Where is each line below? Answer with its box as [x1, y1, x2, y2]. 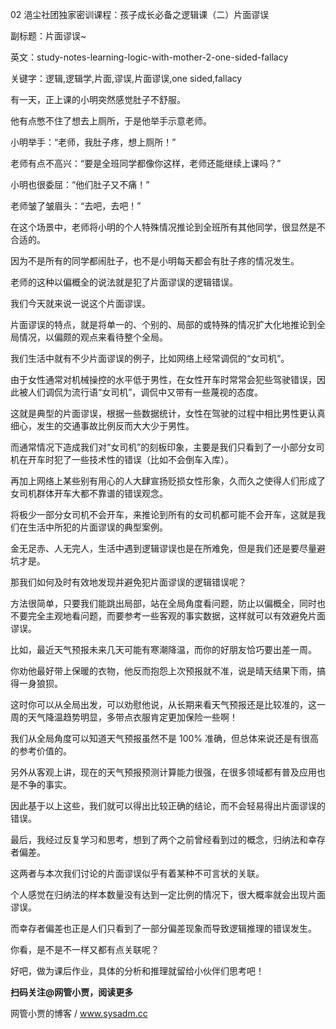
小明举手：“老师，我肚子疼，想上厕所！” [10, 136, 177, 148]
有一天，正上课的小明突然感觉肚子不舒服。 [10, 94, 186, 105]
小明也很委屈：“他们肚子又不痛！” [10, 179, 150, 190]
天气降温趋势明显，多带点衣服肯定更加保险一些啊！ [27, 711, 238, 723]
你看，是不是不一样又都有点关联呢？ [10, 944, 160, 955]
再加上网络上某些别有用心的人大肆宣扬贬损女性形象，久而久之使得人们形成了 [10, 475, 326, 487]
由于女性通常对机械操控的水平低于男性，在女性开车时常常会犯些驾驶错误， [10, 374, 317, 385]
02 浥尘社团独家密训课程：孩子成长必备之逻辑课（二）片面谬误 [10, 9, 270, 20]
